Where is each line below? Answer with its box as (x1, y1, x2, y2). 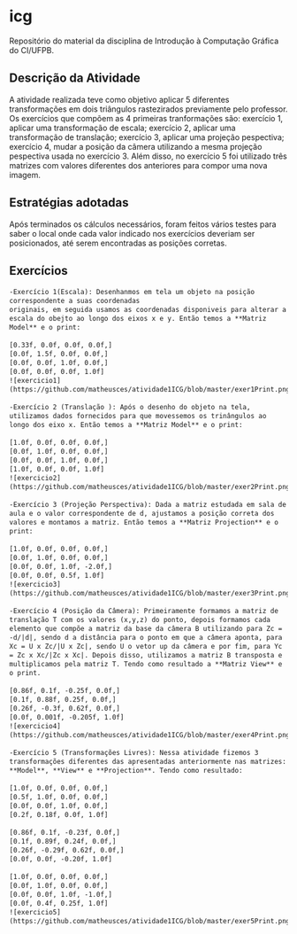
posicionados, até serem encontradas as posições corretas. (9, 237, 227, 248)
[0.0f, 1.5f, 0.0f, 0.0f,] (9, 350, 109, 359)
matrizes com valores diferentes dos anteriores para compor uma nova (9, 160, 268, 170)
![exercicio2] (9, 474, 62, 483)
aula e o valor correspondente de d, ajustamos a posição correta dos (9, 510, 275, 518)
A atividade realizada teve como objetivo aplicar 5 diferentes (9, 94, 230, 105)
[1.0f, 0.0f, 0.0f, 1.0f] (9, 465, 104, 474)
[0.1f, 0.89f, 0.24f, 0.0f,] (9, 837, 117, 846)
